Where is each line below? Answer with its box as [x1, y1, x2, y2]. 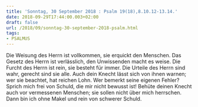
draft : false [6, 19, 38, 25]
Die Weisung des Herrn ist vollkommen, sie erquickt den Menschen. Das [6, 52, 181, 58]
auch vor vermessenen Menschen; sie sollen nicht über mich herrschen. [6, 89, 181, 96]
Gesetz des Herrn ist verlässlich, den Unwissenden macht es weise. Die [6, 58, 181, 65]
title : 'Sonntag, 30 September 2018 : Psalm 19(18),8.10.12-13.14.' [6, 8, 178, 15]
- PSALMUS [6, 36, 31, 42]
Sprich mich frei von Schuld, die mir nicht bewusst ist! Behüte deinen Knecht [6, 83, 192, 89]
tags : [6, 30, 19, 36]
